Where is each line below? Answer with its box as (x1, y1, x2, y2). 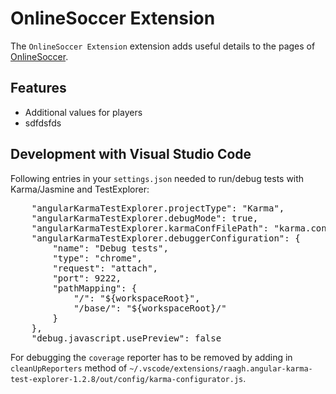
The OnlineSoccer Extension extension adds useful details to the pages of (10, 40, 316, 52)
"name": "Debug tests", (52, 242, 169, 254)
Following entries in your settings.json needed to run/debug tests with (10, 172, 305, 184)
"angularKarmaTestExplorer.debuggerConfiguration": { (31, 232, 301, 244)
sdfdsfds (24, 117, 62, 129)
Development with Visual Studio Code (10, 146, 252, 163)
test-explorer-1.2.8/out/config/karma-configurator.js (10, 374, 244, 384)
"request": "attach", (52, 262, 159, 274)
